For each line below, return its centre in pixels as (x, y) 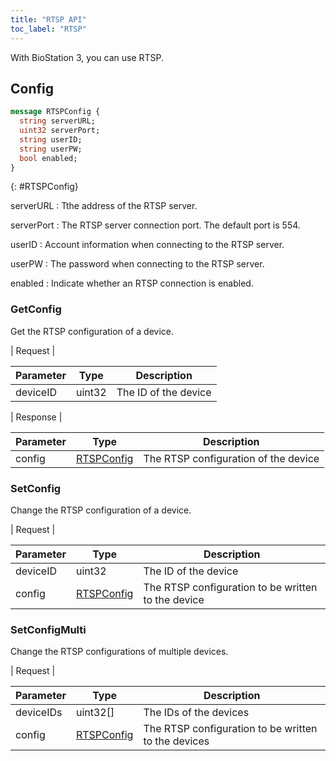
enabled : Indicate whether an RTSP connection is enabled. (132, 283)
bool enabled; (48, 158)
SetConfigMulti (48, 629)
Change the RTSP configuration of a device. (101, 510)
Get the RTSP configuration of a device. (92, 331)
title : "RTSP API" (48, 19)
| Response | (36, 417)
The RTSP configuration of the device (231, 458)
